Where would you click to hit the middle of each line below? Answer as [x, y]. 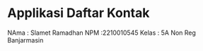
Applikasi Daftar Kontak [79, 13]
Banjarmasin [25, 40]
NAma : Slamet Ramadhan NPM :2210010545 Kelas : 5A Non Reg [102, 33]
